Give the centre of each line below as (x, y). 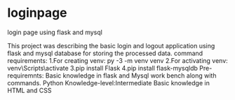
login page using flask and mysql (55, 32)
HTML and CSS (29, 90)
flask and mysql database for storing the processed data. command (105, 53)
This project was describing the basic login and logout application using (111, 45)
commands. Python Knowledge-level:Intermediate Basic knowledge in (109, 83)
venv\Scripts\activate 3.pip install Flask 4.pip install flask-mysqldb (103, 68)
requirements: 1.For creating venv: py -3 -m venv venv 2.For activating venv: (117, 60)
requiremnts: (26, 76)
